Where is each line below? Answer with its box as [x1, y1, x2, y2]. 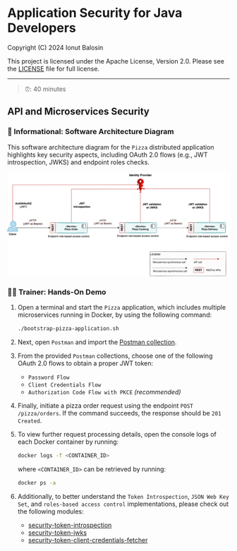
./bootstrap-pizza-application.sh [17, 325, 119, 332]
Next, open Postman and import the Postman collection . [17, 338, 177, 346]
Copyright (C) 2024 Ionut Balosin [7, 43, 104, 52]
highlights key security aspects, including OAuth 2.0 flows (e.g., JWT [7, 150, 208, 159]
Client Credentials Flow [28, 382, 102, 389]
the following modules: [17, 507, 84, 516]
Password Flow [28, 374, 70, 382]
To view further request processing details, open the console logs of [17, 430, 217, 439]
